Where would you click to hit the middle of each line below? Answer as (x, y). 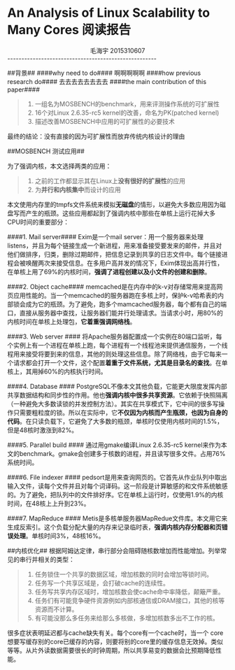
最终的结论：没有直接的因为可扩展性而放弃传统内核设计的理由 (96, 136)
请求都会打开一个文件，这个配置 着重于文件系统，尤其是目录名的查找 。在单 (120, 362)
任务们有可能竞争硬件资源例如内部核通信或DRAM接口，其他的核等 (130, 600)
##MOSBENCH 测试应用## (46, 151)
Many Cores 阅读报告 (69, 30)
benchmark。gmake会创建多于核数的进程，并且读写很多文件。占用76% (122, 453)
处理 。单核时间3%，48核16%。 (59, 536)
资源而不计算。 (56, 609)
